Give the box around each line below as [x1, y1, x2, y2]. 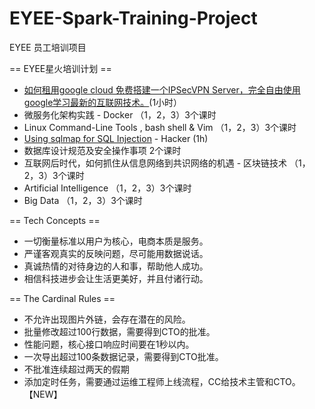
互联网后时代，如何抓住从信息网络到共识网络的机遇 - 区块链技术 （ [23, 157, 299, 169]
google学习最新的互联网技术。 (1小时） [23, 96, 183, 108]
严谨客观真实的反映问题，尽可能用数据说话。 [23, 247, 209, 259]
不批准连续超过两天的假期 [23, 363, 130, 375]
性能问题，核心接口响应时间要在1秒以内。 [23, 338, 195, 350]
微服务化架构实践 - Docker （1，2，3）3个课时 [23, 108, 217, 121]
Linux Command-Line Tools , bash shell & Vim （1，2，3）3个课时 [23, 121, 297, 133]
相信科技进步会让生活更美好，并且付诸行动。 [23, 272, 209, 284]
